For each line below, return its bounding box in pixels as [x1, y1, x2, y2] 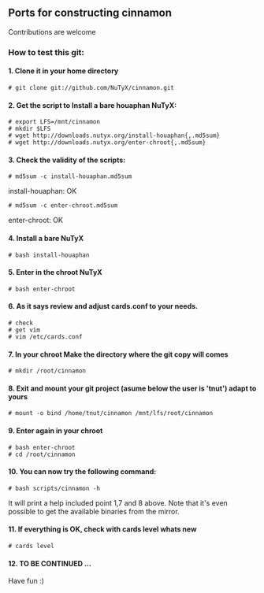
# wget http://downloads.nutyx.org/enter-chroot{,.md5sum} [8, 139, 206, 146]
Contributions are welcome [8, 27, 96, 36]
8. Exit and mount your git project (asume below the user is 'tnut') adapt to [8, 384, 257, 393]
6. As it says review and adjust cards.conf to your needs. [8, 302, 199, 311]
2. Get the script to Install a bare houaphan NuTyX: [8, 100, 177, 109]
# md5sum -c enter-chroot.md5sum [8, 202, 118, 209]
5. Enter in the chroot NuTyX [8, 268, 102, 277]
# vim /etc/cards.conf [8, 332, 83, 341]
